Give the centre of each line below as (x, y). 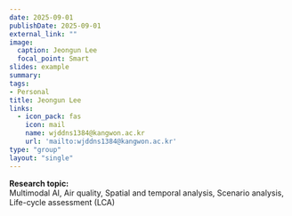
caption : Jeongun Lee (57, 51)
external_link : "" (43, 34)
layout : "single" (41, 158)
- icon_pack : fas (49, 116)
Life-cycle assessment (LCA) (62, 202)
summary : (25, 76)
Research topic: (39, 183)
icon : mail (45, 125)
